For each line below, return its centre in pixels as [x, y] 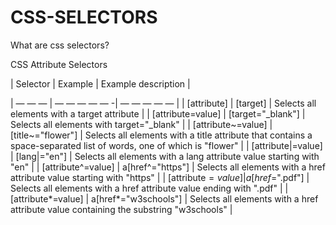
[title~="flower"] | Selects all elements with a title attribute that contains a [161, 135]
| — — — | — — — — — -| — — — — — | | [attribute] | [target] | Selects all [163, 103]
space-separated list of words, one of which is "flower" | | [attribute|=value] [166, 145]
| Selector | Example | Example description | [100, 83]
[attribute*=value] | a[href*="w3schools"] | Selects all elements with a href [164, 198]
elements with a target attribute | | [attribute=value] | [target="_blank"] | [158, 113]
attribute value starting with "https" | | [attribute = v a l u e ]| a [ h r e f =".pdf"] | [160, 177]
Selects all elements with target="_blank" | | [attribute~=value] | [141, 124]
